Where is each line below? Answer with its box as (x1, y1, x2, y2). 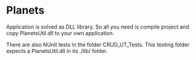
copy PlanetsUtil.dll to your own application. (6, 29, 115, 36)
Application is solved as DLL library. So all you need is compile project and (6, 23, 189, 30)
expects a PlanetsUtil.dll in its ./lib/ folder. (6, 47, 108, 54)
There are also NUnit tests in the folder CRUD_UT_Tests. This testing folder (6, 41, 190, 48)
